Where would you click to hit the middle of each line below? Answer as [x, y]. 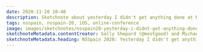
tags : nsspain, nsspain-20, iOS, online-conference [72, 23]
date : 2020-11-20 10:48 [36, 12]
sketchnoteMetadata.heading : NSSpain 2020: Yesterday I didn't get [93, 39]
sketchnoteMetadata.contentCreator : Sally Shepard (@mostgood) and [93, 34]
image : [14, 28]
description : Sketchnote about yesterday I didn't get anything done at [100, 17]
